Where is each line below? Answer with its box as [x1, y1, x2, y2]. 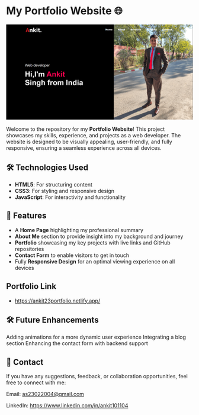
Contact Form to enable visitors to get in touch [14, 252, 130, 259]
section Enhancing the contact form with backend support [6, 340, 148, 347]
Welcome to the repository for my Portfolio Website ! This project [6, 126, 165, 133]
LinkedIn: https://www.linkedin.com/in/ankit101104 [6, 402, 129, 409]
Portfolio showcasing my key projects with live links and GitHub [14, 239, 171, 246]
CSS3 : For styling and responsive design [14, 187, 114, 194]
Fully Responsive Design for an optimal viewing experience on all [14, 258, 175, 265]
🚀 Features [6, 211, 47, 221]
